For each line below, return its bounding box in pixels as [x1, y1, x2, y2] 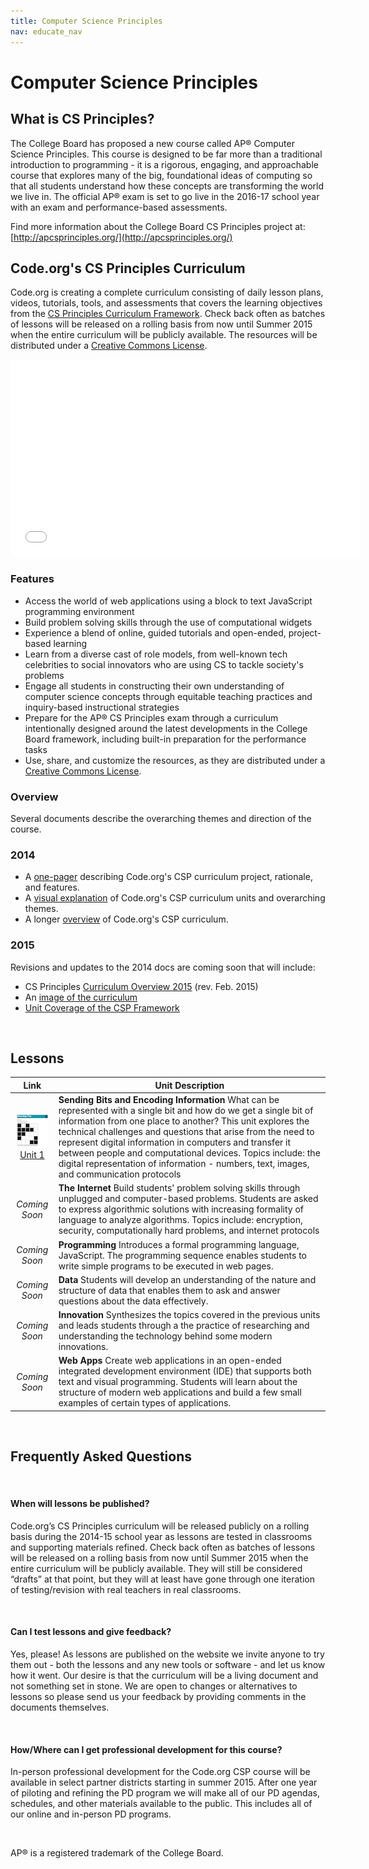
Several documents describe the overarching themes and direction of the [10, 812, 312, 824]
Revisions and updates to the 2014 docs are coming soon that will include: [10, 961, 316, 973]
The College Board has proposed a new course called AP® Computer [10, 137, 295, 149]
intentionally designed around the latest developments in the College [24, 722, 308, 734]
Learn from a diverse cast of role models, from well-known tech [24, 648, 288, 660]
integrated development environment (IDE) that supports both [58, 1365, 312, 1377]
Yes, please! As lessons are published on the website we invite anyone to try [10, 1648, 325, 1660]
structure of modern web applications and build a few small [58, 1386, 302, 1399]
